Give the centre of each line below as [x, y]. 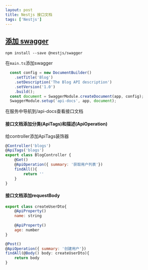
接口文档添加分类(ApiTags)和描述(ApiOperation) [57, 124]
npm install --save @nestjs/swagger [44, 53]
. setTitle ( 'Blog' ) [34, 78]
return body [27, 258]
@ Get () [21, 160]
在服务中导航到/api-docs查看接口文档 [44, 111]
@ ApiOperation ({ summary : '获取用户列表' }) [59, 165]
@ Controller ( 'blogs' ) [28, 146]
